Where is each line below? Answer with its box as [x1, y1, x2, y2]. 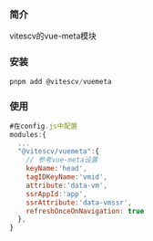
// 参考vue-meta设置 [25, 155, 98, 165]
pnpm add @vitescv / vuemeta [9, 77, 112, 86]
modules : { [9, 130, 47, 139]
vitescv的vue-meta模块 [9, 30, 97, 42]
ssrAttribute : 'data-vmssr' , [25, 198, 132, 207]
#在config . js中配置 [9, 121, 78, 131]
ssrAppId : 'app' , [25, 189, 88, 198]
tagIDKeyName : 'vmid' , [25, 173, 107, 182]
